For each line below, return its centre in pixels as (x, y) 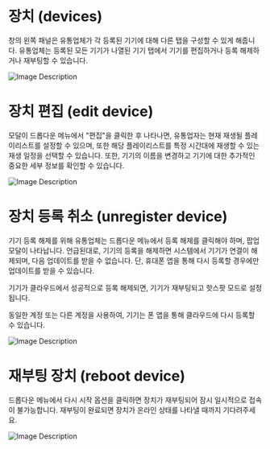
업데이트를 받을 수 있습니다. (52, 270)
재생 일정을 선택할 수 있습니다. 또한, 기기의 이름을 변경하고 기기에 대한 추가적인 (132, 155)
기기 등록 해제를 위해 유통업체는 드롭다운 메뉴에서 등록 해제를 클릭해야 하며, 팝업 (134, 240)
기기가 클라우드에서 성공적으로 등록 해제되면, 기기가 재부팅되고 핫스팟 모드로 (128, 287)
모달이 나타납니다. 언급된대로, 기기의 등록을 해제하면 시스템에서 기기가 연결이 (129, 250)
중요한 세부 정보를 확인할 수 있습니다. (66, 165)
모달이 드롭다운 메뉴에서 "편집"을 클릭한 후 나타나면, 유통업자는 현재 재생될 (126, 135)
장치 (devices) (56, 16)
